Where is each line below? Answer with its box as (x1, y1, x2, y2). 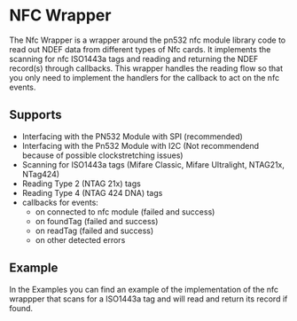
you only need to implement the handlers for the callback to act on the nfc (9, 72, 280, 82)
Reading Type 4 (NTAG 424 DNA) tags (21, 187, 163, 198)
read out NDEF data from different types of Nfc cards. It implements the (9, 43, 271, 54)
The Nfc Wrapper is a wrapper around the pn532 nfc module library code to (9, 35, 286, 45)
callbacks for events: (21, 197, 99, 207)
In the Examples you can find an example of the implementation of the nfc (9, 284, 279, 294)
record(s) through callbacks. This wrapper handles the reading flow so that (9, 63, 284, 74)
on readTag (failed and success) (35, 225, 154, 236)
